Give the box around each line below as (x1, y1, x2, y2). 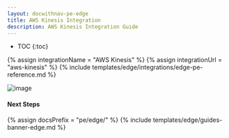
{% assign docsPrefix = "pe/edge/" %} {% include (7, 116, 152, 124)
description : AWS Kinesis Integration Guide (7, 23, 139, 30)
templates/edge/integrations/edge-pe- (92, 63, 203, 72)
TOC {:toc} (17, 43, 49, 51)
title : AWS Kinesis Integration (7, 17, 101, 24)
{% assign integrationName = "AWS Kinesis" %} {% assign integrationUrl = (7, 56, 223, 64)
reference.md (7, 70, 47, 79)
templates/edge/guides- (152, 116, 223, 124)
